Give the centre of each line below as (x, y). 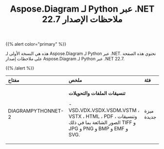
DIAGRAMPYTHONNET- (36, 111)
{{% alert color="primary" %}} (36, 44)
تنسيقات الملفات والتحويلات (97, 93)
